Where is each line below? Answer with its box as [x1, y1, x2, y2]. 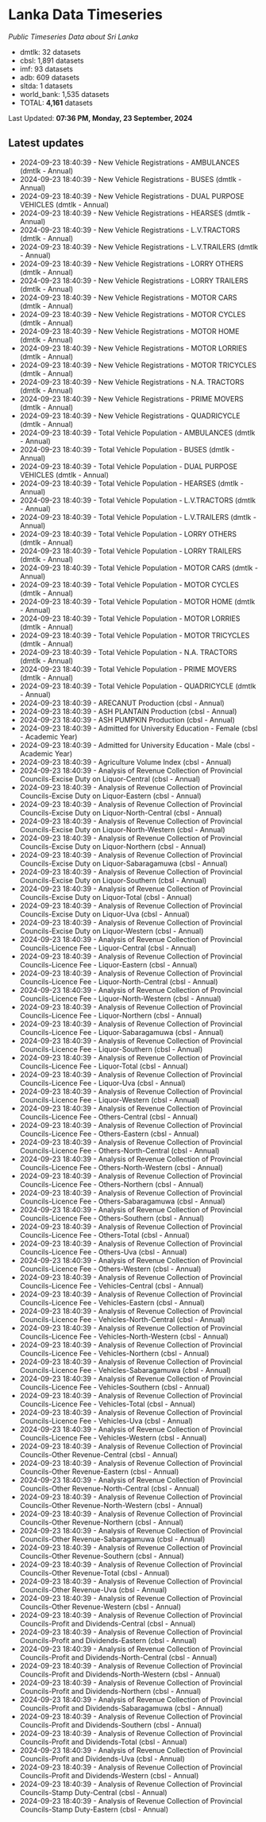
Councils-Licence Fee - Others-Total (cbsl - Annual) [19, 1230, 191, 1239]
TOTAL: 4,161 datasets [19, 98, 93, 107]
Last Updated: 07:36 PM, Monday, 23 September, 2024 [8, 113, 193, 122]
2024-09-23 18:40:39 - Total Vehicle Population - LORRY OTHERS [19, 529, 237, 538]
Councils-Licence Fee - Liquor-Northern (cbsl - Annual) [19, 1010, 202, 1020]
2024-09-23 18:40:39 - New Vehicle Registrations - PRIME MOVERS [19, 393, 244, 403]
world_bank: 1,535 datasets [19, 89, 110, 99]
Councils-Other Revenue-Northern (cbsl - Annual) [19, 1517, 184, 1527]
